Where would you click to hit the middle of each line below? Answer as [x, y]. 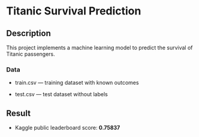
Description [28, 33]
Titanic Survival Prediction [74, 11]
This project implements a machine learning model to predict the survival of [99, 47]
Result [19, 113]
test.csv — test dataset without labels [61, 94]
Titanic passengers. [31, 54]
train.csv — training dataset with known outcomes [77, 83]
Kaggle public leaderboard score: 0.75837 [67, 128]
